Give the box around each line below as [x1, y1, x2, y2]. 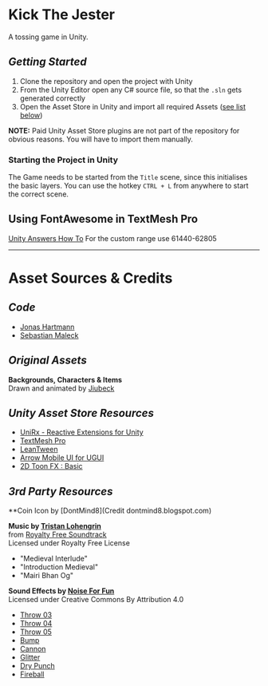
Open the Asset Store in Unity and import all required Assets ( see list [19, 101, 246, 111]
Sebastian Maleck [19, 330, 79, 340]
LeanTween [19, 445, 58, 454]
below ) [19, 110, 43, 120]
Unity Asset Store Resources [8, 406, 154, 420]
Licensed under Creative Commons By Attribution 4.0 [8, 595, 184, 605]
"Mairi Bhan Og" [19, 571, 74, 581]
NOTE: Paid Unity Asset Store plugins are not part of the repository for [8, 125, 240, 135]
